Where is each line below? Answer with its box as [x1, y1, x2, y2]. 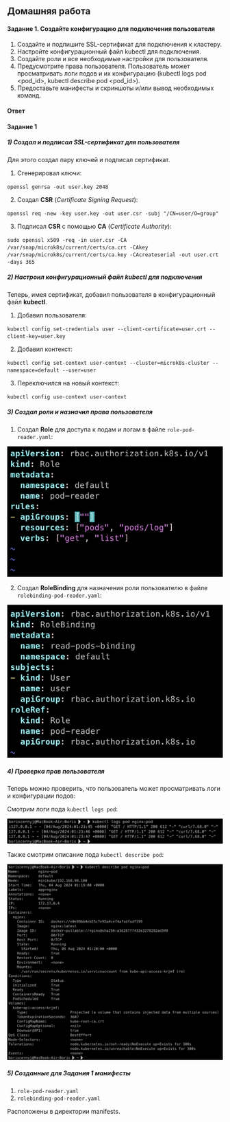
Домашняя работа [7, 5, 91, 17]
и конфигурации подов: [7, 792, 75, 800]
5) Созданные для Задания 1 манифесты [7, 1069, 131, 1077]
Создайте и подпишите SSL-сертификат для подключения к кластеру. [16, 40, 222, 48]
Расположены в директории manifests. [7, 1107, 120, 1115]
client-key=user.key [7, 333, 66, 339]
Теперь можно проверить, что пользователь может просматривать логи [7, 785, 221, 793]
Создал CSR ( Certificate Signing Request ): [16, 195, 138, 203]
